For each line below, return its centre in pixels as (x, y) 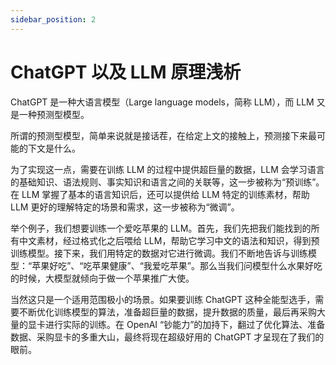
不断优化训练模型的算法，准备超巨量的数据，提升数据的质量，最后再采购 (167, 312)
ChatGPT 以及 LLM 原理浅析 (126, 72)
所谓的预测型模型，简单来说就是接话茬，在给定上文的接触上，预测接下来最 (163, 135)
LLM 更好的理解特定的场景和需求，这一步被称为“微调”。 (125, 207)
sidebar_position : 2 (53, 19)
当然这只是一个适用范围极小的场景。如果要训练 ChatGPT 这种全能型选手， (163, 299)
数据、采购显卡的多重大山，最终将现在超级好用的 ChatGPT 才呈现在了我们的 (167, 337)
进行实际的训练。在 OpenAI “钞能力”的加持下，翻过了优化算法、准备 (185, 324)
